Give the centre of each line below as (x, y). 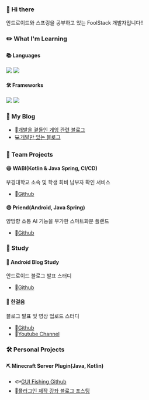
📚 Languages (23, 55)
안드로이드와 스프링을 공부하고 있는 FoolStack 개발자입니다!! (75, 23)
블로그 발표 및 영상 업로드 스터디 (43, 316)
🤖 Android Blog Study (33, 262)
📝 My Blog (21, 116)
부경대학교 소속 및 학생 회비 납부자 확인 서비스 (58, 182)
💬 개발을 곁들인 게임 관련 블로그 (50, 130)
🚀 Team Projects (30, 154)
